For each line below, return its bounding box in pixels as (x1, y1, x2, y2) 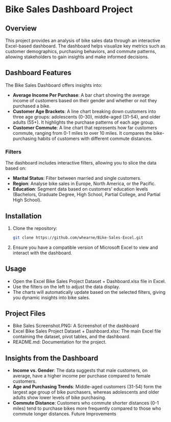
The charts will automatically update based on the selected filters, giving (12, 289, 166, 295)
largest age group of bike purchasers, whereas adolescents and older (12, 389, 160, 395)
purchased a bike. (12, 103, 51, 109)
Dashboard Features (5, 68, 71, 77)
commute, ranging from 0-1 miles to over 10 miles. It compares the (12, 130, 153, 136)
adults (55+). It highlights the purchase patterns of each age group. (12, 119, 155, 125)
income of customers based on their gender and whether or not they (12, 97, 157, 103)
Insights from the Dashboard (5, 354, 99, 362)
